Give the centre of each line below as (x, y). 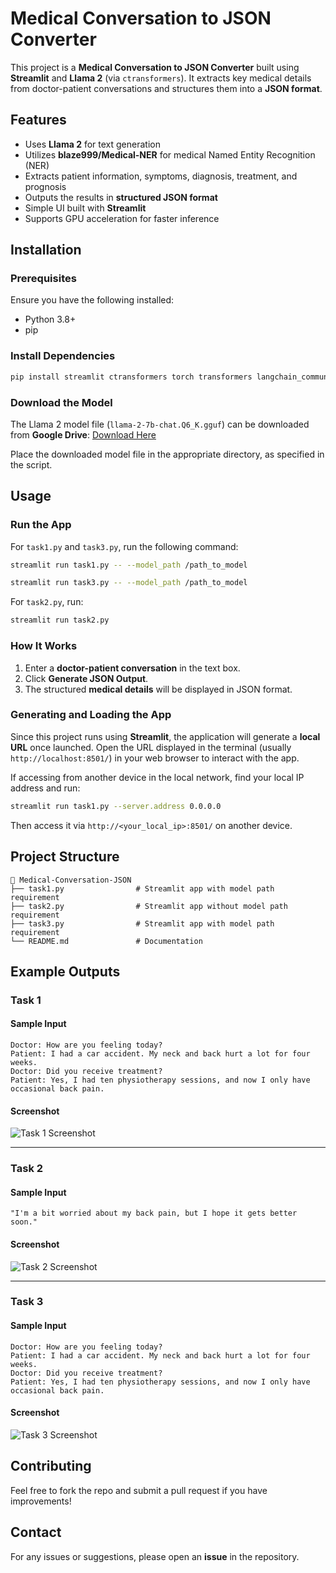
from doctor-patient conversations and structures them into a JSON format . (166, 88)
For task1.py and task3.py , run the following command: (124, 546)
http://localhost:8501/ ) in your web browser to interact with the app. (155, 758)
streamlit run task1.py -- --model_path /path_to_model (129, 565)
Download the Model (61, 402)
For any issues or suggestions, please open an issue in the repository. (155, 1556)
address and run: (45, 788)
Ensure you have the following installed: (92, 300)
